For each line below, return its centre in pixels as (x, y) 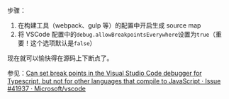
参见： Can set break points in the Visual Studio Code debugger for (105, 73)
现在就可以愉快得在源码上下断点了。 (60, 58)
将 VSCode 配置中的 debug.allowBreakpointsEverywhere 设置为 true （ (117, 34)
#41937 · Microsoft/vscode (47, 88)
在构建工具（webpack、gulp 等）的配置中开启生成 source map (109, 25)
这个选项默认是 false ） (63, 43)
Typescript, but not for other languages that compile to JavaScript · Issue (114, 81)
